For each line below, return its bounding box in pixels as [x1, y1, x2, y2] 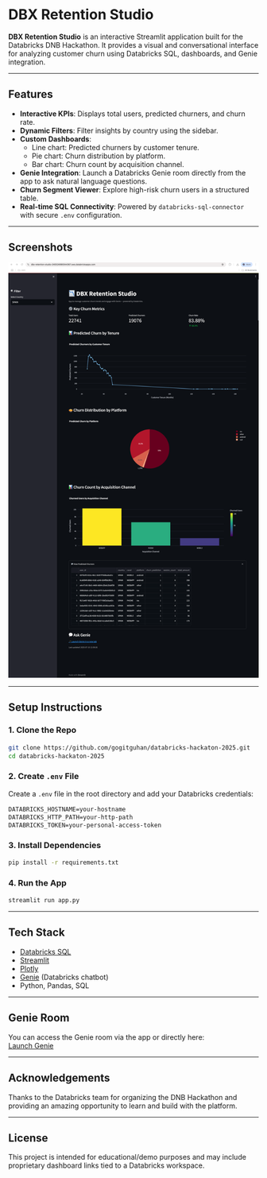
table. [19, 193, 39, 203]
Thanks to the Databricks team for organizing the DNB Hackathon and [8, 1092, 238, 1102]
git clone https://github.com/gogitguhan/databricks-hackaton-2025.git [8, 743, 250, 752]
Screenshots [8, 241, 73, 254]
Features [8, 87, 53, 101]
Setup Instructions [8, 701, 103, 715]
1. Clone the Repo [8, 725, 77, 736]
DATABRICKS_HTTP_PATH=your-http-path [8, 813, 133, 821]
